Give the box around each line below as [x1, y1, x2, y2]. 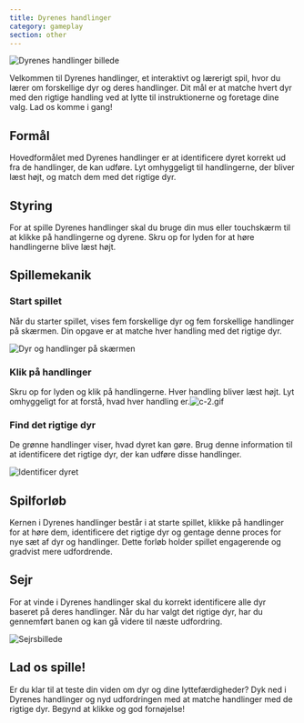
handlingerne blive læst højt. [9, 242, 117, 252]
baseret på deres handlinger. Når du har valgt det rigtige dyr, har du [9, 606, 264, 617]
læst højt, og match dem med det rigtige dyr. [9, 172, 177, 183]
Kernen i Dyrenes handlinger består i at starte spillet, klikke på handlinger [9, 517, 284, 528]
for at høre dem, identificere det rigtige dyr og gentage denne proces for [9, 527, 282, 537]
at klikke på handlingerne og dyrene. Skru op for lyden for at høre [9, 232, 255, 242]
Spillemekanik [9, 267, 92, 283]
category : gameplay [9, 22, 84, 31]
